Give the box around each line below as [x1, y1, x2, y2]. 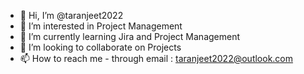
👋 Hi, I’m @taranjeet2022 [19, 10, 124, 21]
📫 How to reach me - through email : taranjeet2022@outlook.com [19, 53, 294, 64]
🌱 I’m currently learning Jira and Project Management [19, 31, 241, 42]
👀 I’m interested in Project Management [19, 20, 183, 32]
